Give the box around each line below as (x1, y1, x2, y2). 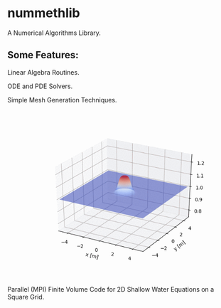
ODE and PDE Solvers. (7, 82, 73, 90)
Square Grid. (7, 292, 45, 301)
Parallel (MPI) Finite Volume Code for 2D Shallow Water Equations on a (7, 285, 215, 293)
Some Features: (7, 49, 79, 61)
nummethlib (7, 5, 80, 21)
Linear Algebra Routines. (7, 68, 80, 76)
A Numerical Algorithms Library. (7, 28, 102, 37)
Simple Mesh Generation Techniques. (7, 95, 117, 104)
